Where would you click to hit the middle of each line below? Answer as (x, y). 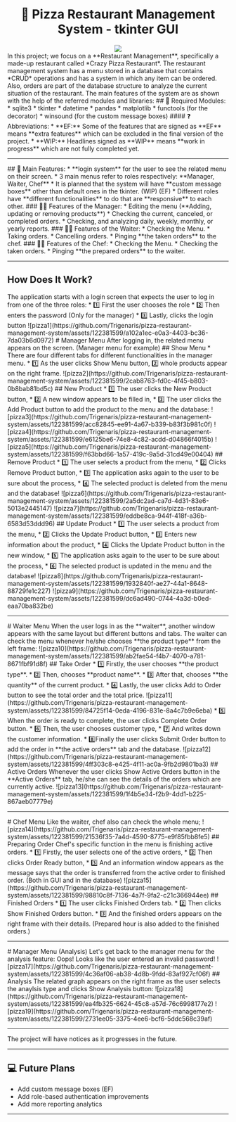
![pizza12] (197, 749)
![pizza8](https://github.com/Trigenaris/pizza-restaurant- (120, 575)
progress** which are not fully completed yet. (73, 148)
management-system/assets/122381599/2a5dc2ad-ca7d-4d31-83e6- (108, 501)
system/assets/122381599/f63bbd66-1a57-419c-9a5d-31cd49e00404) (110, 454)
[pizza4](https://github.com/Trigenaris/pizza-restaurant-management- (110, 431)
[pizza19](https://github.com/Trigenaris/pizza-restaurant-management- (111, 1011)
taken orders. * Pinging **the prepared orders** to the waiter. (96, 251)
